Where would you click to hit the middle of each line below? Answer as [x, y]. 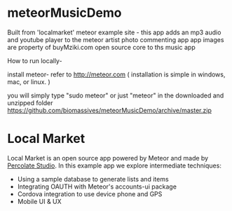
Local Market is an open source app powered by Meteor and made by [108, 158]
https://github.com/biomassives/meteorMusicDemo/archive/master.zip [109, 110]
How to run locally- [35, 60]
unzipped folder [30, 102]
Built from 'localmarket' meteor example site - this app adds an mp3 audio [114, 32]
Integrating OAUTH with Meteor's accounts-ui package [97, 186]
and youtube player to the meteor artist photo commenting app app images [116, 39]
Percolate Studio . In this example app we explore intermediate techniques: [115, 165]
